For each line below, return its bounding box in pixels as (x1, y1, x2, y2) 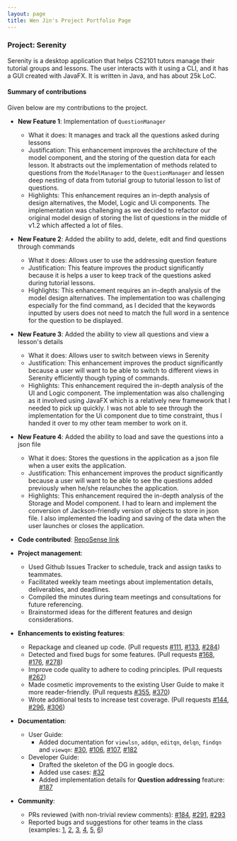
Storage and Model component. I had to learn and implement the (28, 499, 217, 507)
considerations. (28, 615, 74, 624)
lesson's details (17, 338, 64, 345)
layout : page (7, 10, 46, 18)
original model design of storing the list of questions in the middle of (28, 214, 228, 222)
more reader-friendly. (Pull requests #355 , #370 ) (28, 688, 170, 696)
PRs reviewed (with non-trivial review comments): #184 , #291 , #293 (28, 811, 226, 818)
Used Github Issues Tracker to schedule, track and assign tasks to (28, 563, 221, 571)
